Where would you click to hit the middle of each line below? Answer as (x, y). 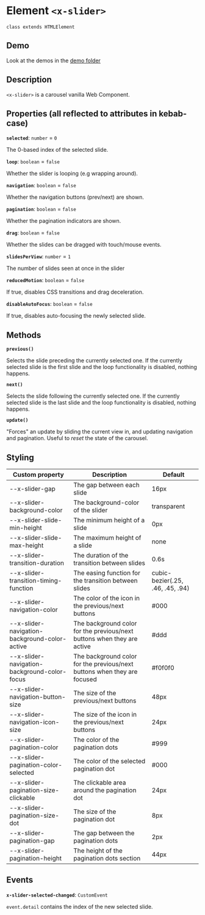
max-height (27, 545)
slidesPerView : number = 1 (39, 256)
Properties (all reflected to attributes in (82, 114)
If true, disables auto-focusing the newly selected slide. (76, 316)
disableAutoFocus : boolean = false (49, 304)
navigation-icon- (34, 722)
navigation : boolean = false (41, 185)
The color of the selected (109, 761)
